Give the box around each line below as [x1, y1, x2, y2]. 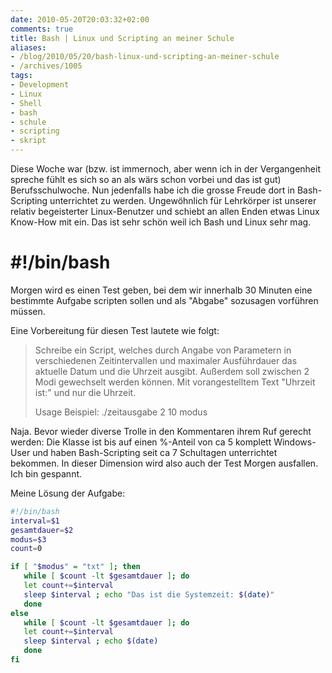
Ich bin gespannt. [10, 467, 83, 480]
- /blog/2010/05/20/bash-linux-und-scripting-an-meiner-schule [10, 52, 280, 62]
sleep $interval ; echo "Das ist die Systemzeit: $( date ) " [23, 589, 275, 600]
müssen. [10, 305, 46, 317]
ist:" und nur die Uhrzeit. [34, 386, 137, 398]
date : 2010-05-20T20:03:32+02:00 [10, 14, 150, 25]
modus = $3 [10, 534, 47, 545]
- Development [10, 80, 70, 90]
